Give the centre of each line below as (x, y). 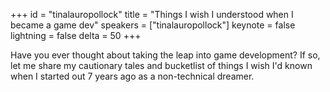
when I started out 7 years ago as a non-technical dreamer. (132, 76)
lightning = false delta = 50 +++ (76, 35)
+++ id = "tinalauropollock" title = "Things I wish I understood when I (152, 14)
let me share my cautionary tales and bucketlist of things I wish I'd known (161, 65)
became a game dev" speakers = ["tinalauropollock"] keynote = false (153, 25)
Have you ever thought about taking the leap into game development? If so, (165, 55)
